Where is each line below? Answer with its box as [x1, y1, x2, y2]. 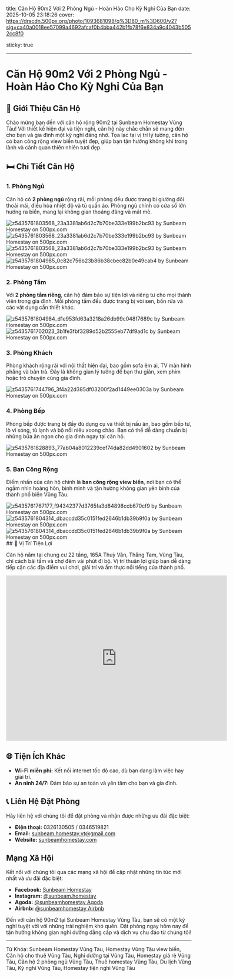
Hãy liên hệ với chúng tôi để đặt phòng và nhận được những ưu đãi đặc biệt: [6, 812, 190, 819]
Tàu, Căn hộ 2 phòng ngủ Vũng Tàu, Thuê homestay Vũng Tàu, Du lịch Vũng [6, 958, 191, 965]
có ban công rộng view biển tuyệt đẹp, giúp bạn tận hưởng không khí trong [6, 138, 188, 145]
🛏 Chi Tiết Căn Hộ [6, 162, 75, 172]
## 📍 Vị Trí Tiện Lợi [6, 539, 53, 546]
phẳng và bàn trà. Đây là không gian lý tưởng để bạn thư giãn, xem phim [6, 368, 181, 375]
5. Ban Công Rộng [6, 465, 58, 473]
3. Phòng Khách [6, 348, 53, 356]
